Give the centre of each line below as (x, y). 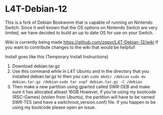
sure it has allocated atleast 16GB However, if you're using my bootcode (84, 92)
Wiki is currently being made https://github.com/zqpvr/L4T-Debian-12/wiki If (82, 42)
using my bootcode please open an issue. (54, 107)
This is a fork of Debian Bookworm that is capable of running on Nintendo (79, 22)
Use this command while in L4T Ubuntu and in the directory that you (81, 71)
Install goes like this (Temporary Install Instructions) (57, 56)
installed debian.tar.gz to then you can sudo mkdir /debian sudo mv (79, 76)
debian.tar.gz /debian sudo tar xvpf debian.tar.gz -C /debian (77, 82)
